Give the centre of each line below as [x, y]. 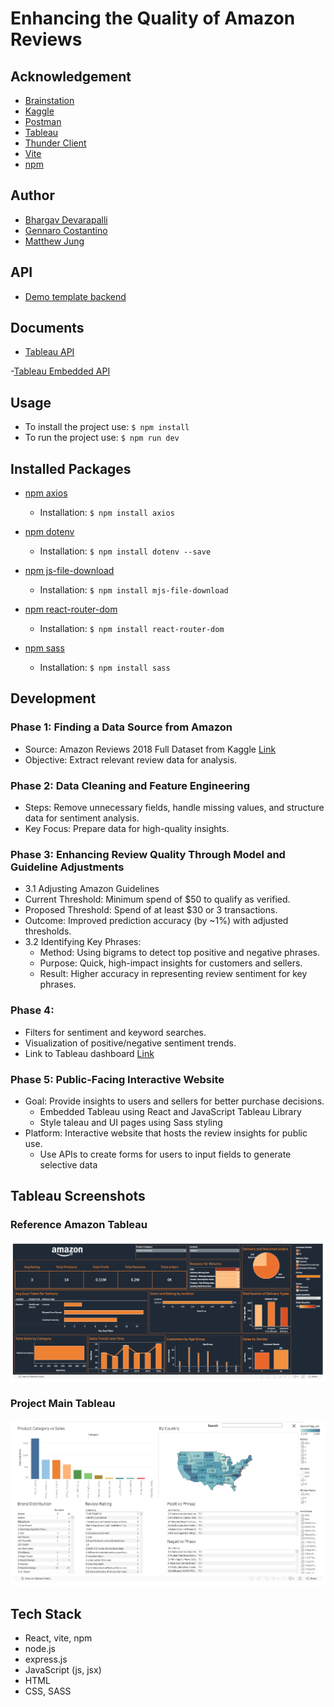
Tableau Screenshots [78, 1196]
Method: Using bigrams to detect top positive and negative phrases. [179, 953]
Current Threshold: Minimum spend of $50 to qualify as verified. [157, 899]
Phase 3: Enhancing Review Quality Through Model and [148, 854]
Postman [43, 121]
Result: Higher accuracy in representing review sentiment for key [173, 974]
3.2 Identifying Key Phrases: [83, 942]
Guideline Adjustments [67, 867]
